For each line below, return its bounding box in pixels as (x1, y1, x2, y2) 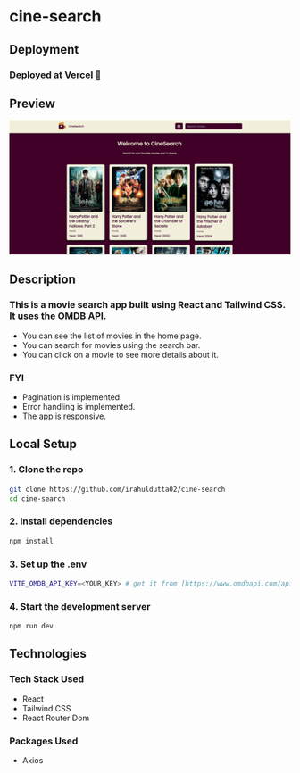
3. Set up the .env (9, 558, 87, 570)
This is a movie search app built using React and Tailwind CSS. (9, 299, 286, 312)
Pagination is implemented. (21, 391, 122, 403)
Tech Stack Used (9, 673, 85, 686)
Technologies (9, 646, 87, 661)
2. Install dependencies (9, 515, 113, 528)
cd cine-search (9, 494, 66, 503)
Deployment (9, 42, 79, 57)
